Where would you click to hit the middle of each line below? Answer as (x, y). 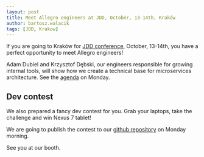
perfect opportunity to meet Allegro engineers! (65, 53)
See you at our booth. (33, 148)
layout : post (23, 12)
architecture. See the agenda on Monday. (58, 77)
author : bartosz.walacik (38, 23)
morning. (18, 136)
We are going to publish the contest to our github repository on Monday (96, 130)
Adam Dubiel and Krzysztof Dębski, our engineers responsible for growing (100, 65)
